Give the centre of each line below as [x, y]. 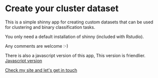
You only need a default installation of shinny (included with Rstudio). [75, 37]
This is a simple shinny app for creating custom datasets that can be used [79, 22]
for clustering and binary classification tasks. [50, 27]
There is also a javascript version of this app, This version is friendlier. [75, 55]
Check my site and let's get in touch [41, 70]
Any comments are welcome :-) [37, 46]
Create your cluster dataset [62, 9]
